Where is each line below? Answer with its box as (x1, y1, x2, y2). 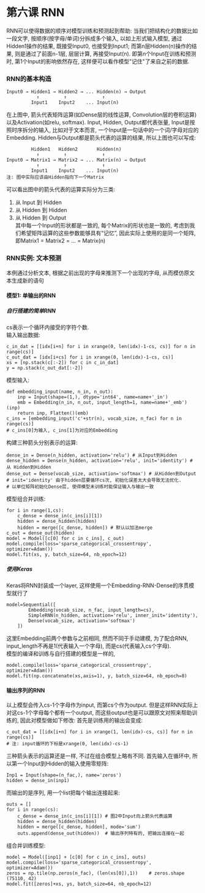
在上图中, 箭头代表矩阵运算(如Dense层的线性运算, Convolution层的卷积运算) (6, 111, 197, 118)
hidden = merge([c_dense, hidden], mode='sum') (17, 824, 141, 830)
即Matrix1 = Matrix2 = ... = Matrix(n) (15, 237, 106, 245)
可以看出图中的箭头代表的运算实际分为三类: (6, 186, 116, 193)
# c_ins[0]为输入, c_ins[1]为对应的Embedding (6, 427, 118, 434)
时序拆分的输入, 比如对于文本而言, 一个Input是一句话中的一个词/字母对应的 (11, 126, 199, 134)
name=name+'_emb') (140, 400, 188, 406)
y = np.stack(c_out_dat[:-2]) (6, 365, 84, 371)
